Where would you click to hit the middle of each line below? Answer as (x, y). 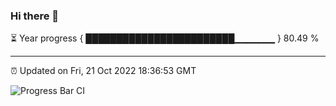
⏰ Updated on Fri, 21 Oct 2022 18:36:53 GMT (103, 71)
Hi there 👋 (35, 16)
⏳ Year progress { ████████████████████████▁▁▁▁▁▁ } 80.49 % (165, 38)
